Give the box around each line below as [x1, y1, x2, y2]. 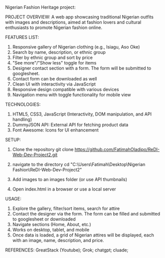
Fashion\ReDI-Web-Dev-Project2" [12, 167, 82, 172]
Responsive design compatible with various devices [12, 86, 119, 92]
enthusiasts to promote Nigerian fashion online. [5, 24, 103, 30]
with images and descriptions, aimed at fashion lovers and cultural [5, 19, 142, 25]
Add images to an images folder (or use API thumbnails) [12, 176, 128, 182]
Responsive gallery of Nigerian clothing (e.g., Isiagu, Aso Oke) [12, 44, 140, 49]
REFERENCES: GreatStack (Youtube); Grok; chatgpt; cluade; [5, 247, 129, 253]
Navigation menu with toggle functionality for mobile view [12, 92, 131, 97]
